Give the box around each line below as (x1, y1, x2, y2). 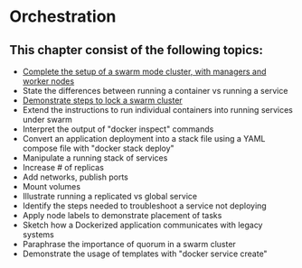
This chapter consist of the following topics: (9, 42, 264, 58)
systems (22, 229, 54, 240)
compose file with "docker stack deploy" (22, 143, 175, 153)
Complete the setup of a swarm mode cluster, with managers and (22, 66, 267, 77)
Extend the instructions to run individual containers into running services (22, 105, 294, 115)
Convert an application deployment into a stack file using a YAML (22, 134, 266, 143)
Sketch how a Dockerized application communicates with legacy (22, 219, 263, 230)
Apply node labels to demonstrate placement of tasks (22, 210, 222, 220)
